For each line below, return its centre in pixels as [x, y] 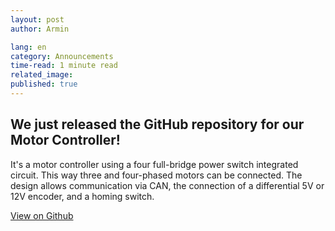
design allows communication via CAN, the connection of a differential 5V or [167, 185]
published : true [44, 84]
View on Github [42, 215]
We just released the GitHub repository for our [157, 124]
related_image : [42, 75]
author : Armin [40, 29]
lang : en [28, 47]
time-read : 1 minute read [64, 66]
